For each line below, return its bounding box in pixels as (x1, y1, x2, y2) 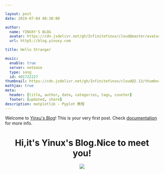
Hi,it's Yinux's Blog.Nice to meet (15, 137, 149, 148)
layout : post (5, 11, 32, 16)
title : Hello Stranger (5, 47, 51, 52)
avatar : (9, 34, 25, 39)
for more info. (5, 120, 33, 126)
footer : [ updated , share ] (9, 97, 62, 102)
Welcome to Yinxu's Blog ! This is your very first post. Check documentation (5, 115, 157, 121)
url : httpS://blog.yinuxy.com (9, 39, 71, 43)
